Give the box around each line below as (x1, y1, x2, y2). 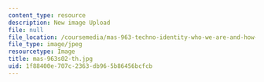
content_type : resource (8, 11, 86, 20)
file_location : (8, 33, 58, 41)
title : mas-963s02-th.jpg (8, 55, 93, 63)
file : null (8, 26, 44, 34)
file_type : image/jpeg (8, 41, 82, 48)
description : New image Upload (8, 19, 111, 27)
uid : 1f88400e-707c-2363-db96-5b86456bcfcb (8, 62, 153, 70)
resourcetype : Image (8, 48, 76, 55)
